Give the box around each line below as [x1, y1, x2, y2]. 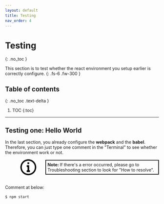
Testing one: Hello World [5, 126, 82, 135]
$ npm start [5, 194, 29, 199]
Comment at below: [5, 184, 45, 190]
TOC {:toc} [12, 108, 34, 113]
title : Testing [5, 13, 36, 18]
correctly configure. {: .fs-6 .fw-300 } [5, 71, 81, 77]
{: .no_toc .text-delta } [5, 98, 49, 104]
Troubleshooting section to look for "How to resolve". [47, 167, 155, 173]
